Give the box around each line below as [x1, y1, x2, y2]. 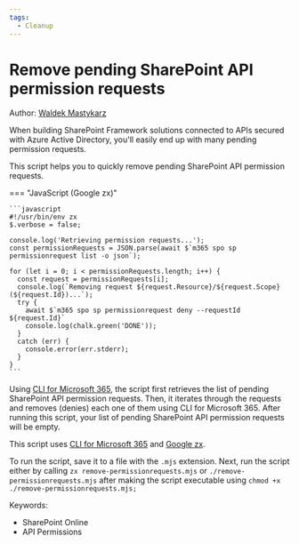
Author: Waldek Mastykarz [9, 108, 107, 118]
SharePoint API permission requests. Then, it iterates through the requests [9, 393, 282, 404]
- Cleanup [17, 21, 53, 30]
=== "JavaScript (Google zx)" [9, 188, 117, 198]
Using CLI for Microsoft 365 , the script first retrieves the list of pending [9, 384, 270, 395]
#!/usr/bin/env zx [9, 212, 77, 222]
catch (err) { [17, 337, 69, 347]
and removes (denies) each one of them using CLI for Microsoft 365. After [9, 403, 281, 413]
